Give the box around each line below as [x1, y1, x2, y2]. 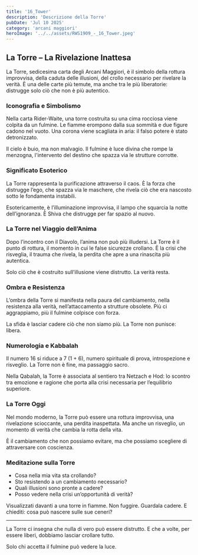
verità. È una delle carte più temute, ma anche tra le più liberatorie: [6, 80, 168, 87]
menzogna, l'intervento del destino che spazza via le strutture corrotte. [6, 152, 179, 159]
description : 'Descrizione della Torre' [6, 14, 107, 20]
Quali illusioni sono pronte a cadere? [14, 485, 103, 492]
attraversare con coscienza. [6, 443, 74, 450]
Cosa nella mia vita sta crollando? [14, 472, 97, 479]
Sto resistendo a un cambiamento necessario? [14, 478, 128, 485]
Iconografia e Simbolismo [6, 102, 81, 110]
